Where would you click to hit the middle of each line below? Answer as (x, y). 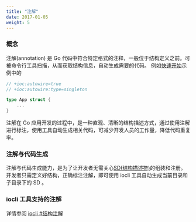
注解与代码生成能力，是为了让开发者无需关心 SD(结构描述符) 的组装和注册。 (96, 168)
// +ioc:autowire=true (34, 84)
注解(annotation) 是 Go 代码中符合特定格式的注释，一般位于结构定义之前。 (96, 58)
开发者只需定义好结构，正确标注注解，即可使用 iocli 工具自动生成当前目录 (94, 175)
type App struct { (28, 100)
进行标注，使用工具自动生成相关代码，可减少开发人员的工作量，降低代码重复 (98, 130)
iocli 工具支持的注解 (34, 199)
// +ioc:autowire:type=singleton (47, 89)
